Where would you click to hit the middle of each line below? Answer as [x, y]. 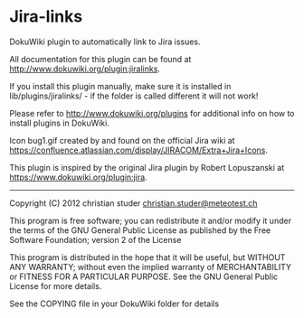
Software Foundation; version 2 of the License [95, 239]
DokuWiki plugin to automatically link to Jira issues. [105, 42]
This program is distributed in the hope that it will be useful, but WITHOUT [147, 257]
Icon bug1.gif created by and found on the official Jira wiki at [122, 140]
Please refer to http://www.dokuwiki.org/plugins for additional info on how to [152, 113]
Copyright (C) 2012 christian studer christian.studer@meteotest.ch [133, 203]
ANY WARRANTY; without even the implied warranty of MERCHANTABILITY [151, 267]
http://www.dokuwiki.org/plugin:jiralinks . [85, 69]
